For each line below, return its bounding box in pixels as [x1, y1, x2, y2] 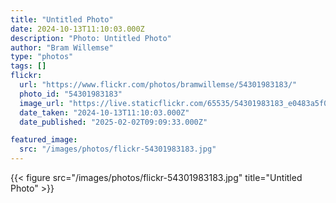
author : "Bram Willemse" [10, 42, 114, 53]
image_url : [19, 98, 65, 108]
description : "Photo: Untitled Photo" [10, 33, 172, 43]
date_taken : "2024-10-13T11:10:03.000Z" [19, 107, 190, 118]
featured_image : [10, 135, 78, 145]
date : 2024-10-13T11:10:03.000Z [10, 24, 145, 34]
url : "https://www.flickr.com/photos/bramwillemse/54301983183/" [19, 80, 298, 90]
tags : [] [10, 61, 47, 71]
